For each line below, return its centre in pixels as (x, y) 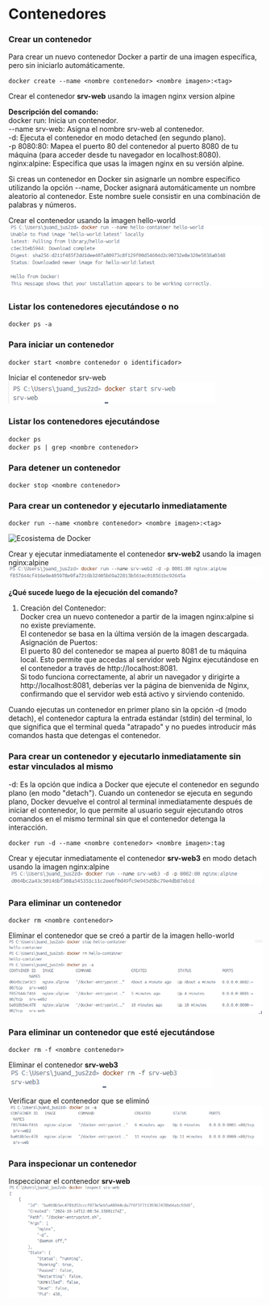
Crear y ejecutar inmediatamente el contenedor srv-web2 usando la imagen (135, 554)
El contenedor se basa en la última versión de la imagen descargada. (134, 634)
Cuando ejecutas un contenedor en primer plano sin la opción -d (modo (128, 710)
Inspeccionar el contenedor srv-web (69, 1181)
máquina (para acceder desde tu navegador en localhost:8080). (115, 155)
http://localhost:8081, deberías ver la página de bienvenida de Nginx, (135, 686)
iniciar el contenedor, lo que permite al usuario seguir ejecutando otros (126, 810)
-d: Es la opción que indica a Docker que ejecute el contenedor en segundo (134, 784)
